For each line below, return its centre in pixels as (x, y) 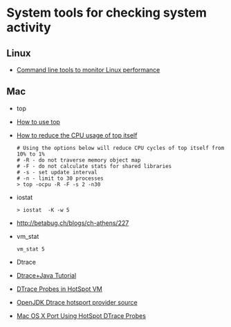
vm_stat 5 (31, 249)
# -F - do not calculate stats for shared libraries (94, 166)
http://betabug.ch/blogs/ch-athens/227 (73, 223)
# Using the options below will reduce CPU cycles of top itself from (120, 148)
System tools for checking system (107, 13)
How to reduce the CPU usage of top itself (77, 135)
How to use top (38, 121)
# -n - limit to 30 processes (60, 178)
